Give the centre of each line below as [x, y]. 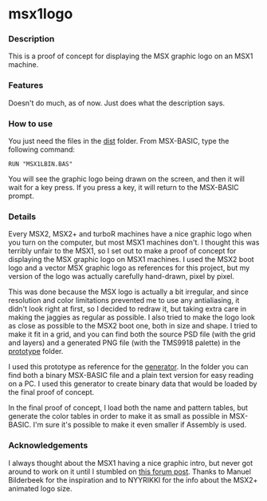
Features [26, 85]
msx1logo [41, 14]
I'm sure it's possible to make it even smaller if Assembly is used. [140, 425]
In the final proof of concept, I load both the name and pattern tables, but [128, 408]
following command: [42, 149]
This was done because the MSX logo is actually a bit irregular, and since [128, 292]
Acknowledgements [48, 446]
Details [22, 217]
